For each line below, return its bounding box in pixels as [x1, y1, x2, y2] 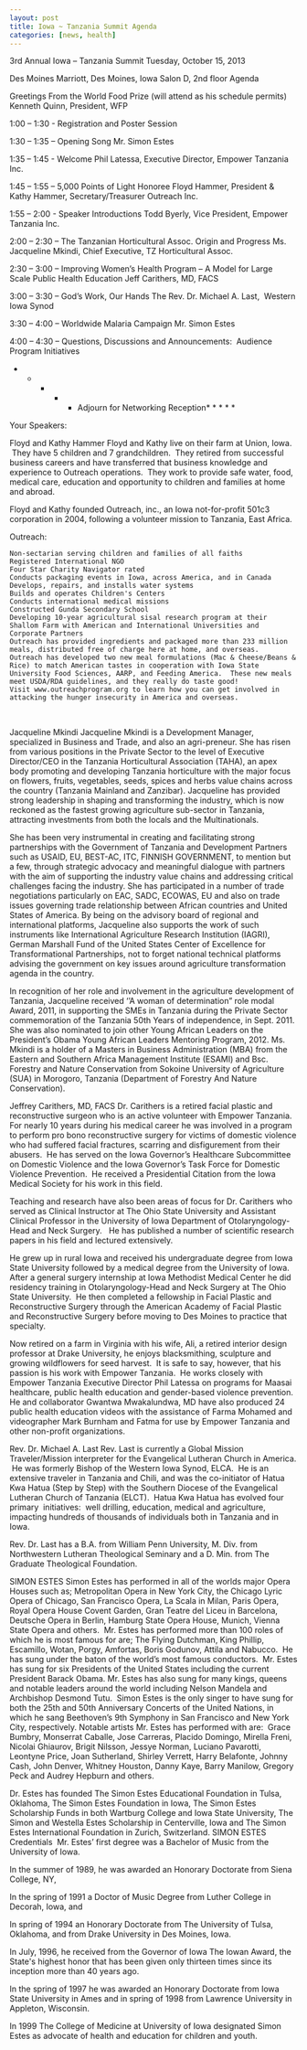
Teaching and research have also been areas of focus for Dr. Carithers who [9, 1196, 293, 1207]
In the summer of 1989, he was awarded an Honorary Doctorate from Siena [9, 1864, 292, 1875]
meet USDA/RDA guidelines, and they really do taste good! [9, 678, 239, 687]
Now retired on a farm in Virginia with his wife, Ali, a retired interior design [9, 1339, 288, 1350]
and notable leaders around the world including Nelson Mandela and [9, 1683, 268, 1694]
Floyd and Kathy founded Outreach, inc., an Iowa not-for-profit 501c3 [9, 504, 270, 515]
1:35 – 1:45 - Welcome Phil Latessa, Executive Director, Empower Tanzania [9, 154, 290, 165]
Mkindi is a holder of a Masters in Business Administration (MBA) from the [9, 1044, 288, 1055]
